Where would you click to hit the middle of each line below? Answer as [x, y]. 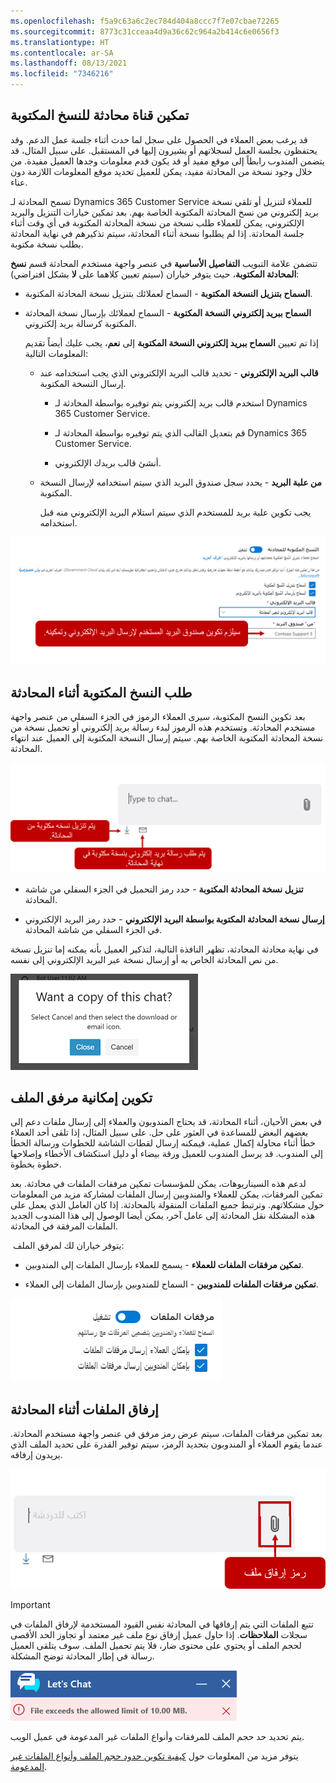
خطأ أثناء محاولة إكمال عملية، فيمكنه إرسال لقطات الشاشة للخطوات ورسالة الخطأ [163, 1143]
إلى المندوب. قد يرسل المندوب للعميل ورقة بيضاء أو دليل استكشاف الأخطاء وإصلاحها [166, 1154]
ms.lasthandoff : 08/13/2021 [69, 63]
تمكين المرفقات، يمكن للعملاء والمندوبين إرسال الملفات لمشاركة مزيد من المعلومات [166, 1194]
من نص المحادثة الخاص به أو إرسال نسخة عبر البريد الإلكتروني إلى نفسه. [144, 959]
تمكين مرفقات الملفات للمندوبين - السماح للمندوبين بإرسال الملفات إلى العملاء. [171, 1284]
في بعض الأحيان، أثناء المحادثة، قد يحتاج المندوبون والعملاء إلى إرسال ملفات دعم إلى [166, 1122]
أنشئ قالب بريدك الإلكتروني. [108, 462]
